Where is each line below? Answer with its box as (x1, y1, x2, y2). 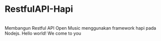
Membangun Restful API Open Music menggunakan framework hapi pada (4, 25, 156, 31)
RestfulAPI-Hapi (4, 3, 73, 15)
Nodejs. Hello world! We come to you (4, 30, 81, 36)
